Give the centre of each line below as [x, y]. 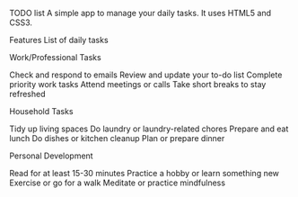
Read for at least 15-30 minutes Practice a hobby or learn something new [145, 173]
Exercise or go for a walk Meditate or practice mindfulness [118, 183]
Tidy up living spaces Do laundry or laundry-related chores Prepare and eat [149, 129]
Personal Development [51, 156]
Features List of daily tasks [59, 40]
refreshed [27, 94]
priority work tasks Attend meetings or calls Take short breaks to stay [138, 84]
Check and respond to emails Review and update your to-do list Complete [146, 75]
